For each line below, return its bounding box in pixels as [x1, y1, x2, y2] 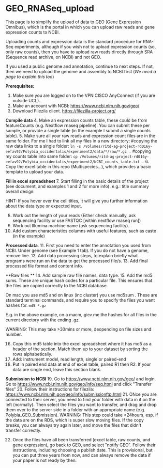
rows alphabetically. [12, 351, 53, 357]
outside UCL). [12, 97, 41, 103]
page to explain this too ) [5, 74, 55, 79]
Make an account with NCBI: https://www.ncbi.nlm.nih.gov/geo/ [12, 103, 140, 109]
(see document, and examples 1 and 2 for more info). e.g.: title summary [5, 183, 149, 189]
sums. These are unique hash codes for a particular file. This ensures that [5, 277, 153, 283]
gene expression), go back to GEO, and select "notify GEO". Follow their [12, 442, 156, 448]
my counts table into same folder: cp [5, 153, 78, 159]
